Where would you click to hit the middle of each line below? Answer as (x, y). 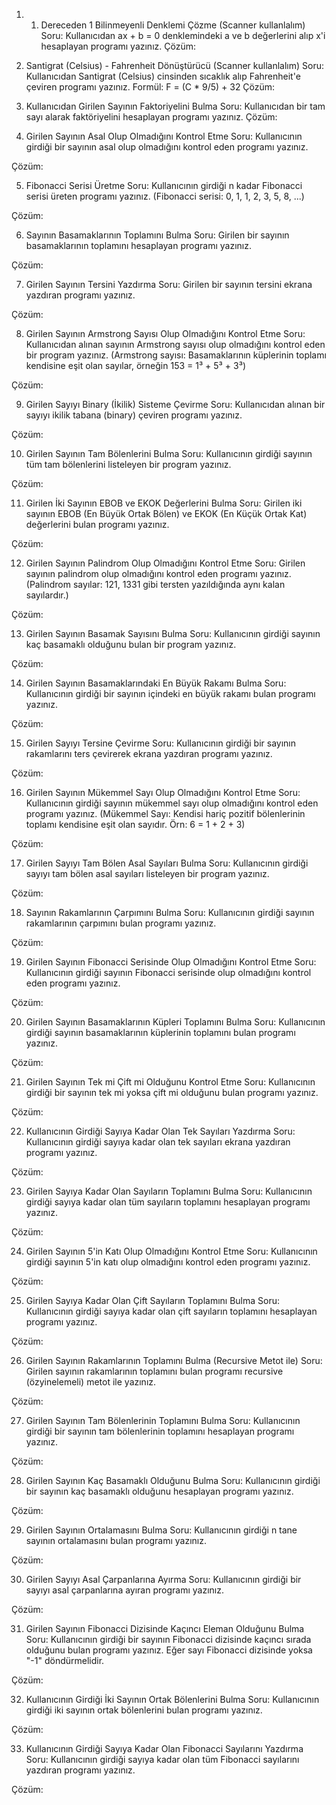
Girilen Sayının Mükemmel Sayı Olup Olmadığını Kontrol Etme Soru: (163, 792)
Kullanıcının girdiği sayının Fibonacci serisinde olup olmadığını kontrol (168, 972)
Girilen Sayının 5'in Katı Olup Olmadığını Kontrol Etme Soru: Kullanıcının (171, 1251)
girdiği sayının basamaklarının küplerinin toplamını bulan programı (160, 1032)
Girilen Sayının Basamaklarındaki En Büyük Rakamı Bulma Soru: (156, 683)
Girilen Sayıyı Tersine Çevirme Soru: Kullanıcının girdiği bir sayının (161, 743)
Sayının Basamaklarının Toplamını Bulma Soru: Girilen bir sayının (157, 235)
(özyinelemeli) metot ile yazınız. (91, 1382)
